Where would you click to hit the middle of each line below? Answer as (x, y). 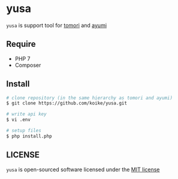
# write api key (26, 114)
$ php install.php (29, 136)
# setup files (24, 131)
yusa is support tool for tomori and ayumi (56, 25)
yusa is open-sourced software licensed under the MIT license (83, 169)
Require (21, 44)
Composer (28, 65)
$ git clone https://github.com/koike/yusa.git (67, 103)
